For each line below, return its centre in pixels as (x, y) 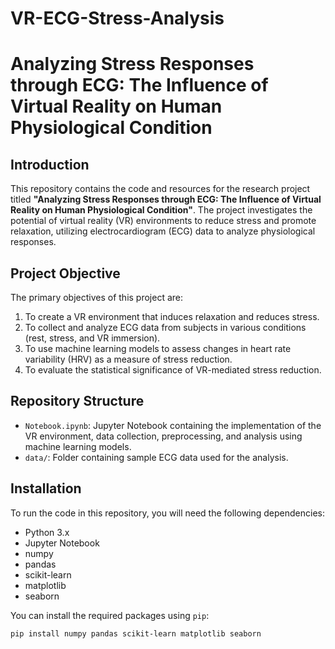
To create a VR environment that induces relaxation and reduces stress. (172, 316)
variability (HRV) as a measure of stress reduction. (128, 359)
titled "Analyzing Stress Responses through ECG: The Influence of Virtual (166, 199)
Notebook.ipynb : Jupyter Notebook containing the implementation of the (173, 425)
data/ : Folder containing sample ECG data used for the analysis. (156, 457)
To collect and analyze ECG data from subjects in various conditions (165, 327)
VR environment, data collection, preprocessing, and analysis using (163, 436)
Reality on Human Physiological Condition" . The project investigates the (161, 210)
